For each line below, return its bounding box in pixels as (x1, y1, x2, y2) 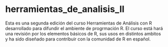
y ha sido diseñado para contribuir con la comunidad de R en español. (5, 36, 151, 42)
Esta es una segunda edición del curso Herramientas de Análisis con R (5, 20, 152, 26)
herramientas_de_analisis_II (5, 3, 125, 15)
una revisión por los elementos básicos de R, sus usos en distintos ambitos (5, 30, 161, 36)
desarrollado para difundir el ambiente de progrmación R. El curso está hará (5, 25, 163, 31)
